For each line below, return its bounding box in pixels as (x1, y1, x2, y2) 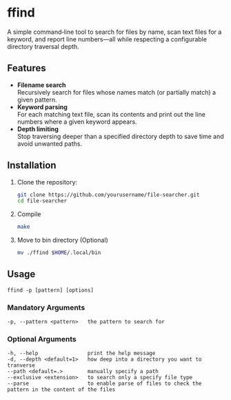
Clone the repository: (17, 178, 78, 186)
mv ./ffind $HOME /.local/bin (17, 249, 101, 256)
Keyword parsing (17, 102, 68, 111)
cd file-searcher (17, 198, 68, 204)
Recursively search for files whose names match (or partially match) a (17, 88, 216, 96)
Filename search (17, 81, 66, 89)
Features (7, 62, 46, 74)
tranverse (7, 362, 36, 369)
